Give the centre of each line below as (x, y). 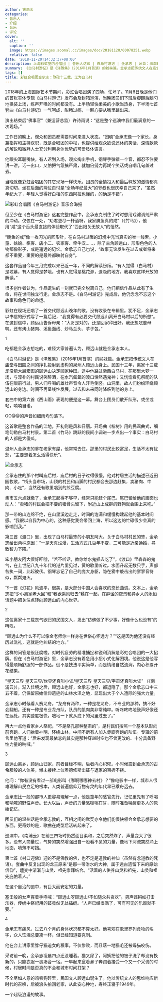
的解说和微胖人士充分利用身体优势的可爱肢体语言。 (56, 149)
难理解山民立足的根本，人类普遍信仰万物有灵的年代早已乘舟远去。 (71, 786)
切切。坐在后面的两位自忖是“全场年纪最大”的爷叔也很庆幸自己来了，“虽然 (82, 188)
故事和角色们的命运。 (26, 300)
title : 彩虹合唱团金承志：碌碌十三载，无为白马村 (49, 77)
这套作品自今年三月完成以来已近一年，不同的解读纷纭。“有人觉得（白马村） (81, 265)
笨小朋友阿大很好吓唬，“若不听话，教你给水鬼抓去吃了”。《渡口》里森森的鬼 (80, 559)
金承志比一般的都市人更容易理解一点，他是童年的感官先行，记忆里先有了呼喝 (81, 796)
